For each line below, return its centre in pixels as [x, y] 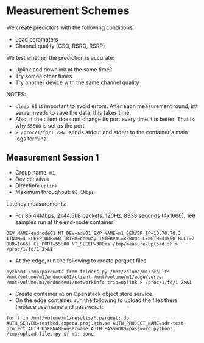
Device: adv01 [32, 179]
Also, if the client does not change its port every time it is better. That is [105, 119]
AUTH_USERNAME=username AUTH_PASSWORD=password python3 [100, 328]
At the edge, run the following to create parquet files [81, 261]
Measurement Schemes [68, 11]
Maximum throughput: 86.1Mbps [55, 192]
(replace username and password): [59, 306]
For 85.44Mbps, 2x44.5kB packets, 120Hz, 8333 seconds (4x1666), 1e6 [105, 215]
